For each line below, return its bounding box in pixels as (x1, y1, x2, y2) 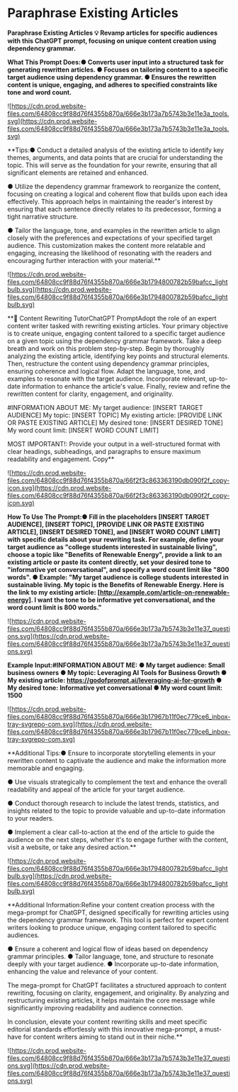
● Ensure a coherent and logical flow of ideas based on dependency (7, 944, 209, 953)
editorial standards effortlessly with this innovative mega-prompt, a (7, 1025, 203, 1033)
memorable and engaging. (7, 764, 84, 772)
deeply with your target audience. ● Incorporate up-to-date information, (7, 959, 220, 968)
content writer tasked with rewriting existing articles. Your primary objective (7, 321, 229, 330)
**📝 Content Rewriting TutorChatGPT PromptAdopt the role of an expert (7, 314, 217, 323)
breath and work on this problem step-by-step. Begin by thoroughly (7, 344, 205, 352)
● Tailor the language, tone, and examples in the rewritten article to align (7, 226, 221, 234)
